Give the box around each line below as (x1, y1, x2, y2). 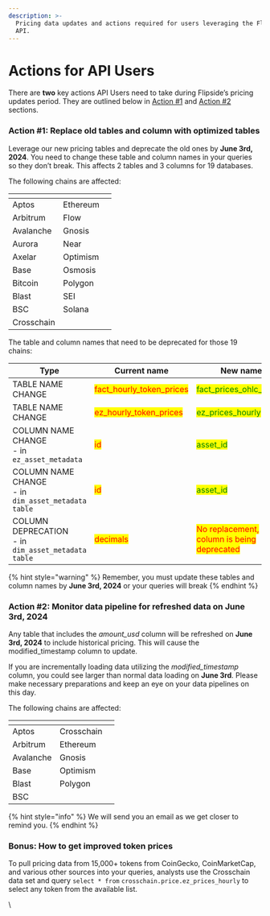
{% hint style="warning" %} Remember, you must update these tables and (8, 572, 255, 582)
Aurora (12, 238, 39, 250)
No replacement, (196, 523, 260, 534)
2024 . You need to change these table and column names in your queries (8, 152, 252, 162)
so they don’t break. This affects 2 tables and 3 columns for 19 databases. (8, 160, 254, 170)
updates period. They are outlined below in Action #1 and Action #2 (8, 97, 231, 106)
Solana (63, 303, 89, 315)
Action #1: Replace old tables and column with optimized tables (8, 126, 260, 137)
